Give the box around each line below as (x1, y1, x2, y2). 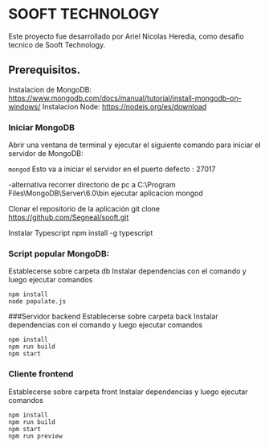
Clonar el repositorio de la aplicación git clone (8, 204, 161, 214)
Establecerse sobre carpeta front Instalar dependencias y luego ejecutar (8, 387, 248, 397)
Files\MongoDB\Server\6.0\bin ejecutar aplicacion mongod (8, 188, 203, 198)
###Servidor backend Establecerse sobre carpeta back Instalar (8, 311, 218, 322)
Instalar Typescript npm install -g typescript (8, 228, 153, 238)
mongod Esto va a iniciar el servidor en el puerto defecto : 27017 (8, 164, 216, 174)
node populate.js (8, 298, 67, 306)
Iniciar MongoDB (8, 121, 75, 133)
